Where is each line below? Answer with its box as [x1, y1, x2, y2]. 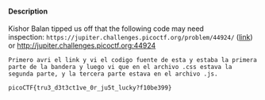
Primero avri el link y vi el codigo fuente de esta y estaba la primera [8, 56, 258, 64]
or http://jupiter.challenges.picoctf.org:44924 [8, 40, 156, 51]
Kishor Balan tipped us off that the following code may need [8, 24, 205, 33]
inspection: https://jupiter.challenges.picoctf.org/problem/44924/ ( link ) [8, 33, 253, 42]
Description [8, 6, 48, 16]
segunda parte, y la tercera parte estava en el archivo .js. [8, 70, 218, 79]
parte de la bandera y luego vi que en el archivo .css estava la [8, 63, 232, 71]
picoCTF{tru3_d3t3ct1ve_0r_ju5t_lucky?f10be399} [8, 84, 172, 92]
